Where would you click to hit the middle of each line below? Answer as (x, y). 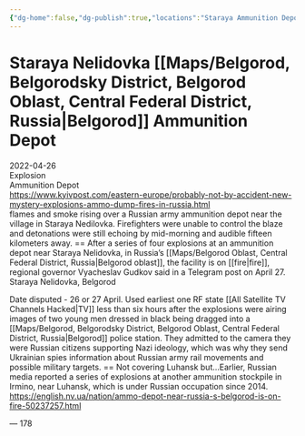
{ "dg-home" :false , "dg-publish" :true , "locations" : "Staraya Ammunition (144, 18)
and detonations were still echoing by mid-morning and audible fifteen (141, 233)
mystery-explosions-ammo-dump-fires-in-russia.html (110, 204)
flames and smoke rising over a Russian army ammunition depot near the (146, 214)
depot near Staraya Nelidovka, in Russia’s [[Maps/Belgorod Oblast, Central (148, 252)
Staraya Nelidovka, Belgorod (63, 281)
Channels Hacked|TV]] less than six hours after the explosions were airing (148, 309)
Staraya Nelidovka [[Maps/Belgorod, (150, 62)
